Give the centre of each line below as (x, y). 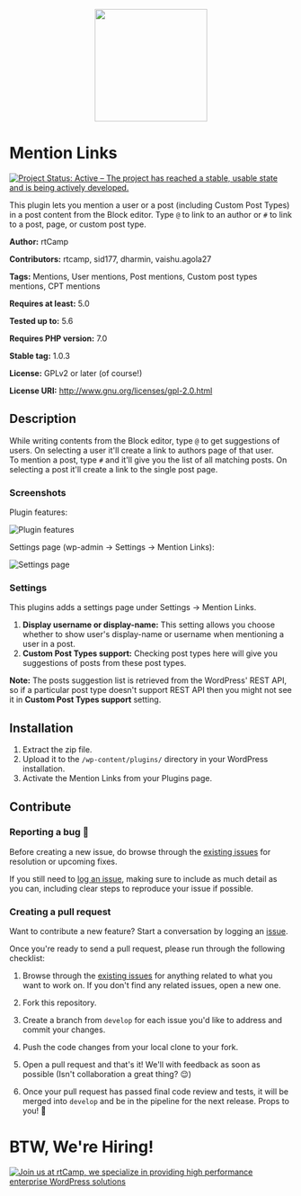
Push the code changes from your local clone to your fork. (130, 1048)
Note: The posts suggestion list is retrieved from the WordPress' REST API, (148, 680)
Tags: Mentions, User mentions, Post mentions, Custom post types (133, 276)
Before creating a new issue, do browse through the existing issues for (140, 851)
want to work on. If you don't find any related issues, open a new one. (151, 985)
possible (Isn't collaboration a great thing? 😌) (106, 1075)
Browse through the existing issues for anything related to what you (147, 976)
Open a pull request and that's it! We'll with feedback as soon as (141, 1065)
